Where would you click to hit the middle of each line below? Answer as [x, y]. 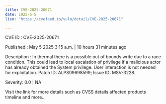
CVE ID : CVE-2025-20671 [32, 37]
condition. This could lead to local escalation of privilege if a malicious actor [83, 62]
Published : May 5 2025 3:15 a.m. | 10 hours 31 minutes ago [66, 47]
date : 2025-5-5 [21, 14]
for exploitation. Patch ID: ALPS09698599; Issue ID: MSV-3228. [70, 73]
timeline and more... [26, 97]
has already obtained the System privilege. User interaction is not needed [81, 67]
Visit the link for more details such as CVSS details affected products [76, 92]
